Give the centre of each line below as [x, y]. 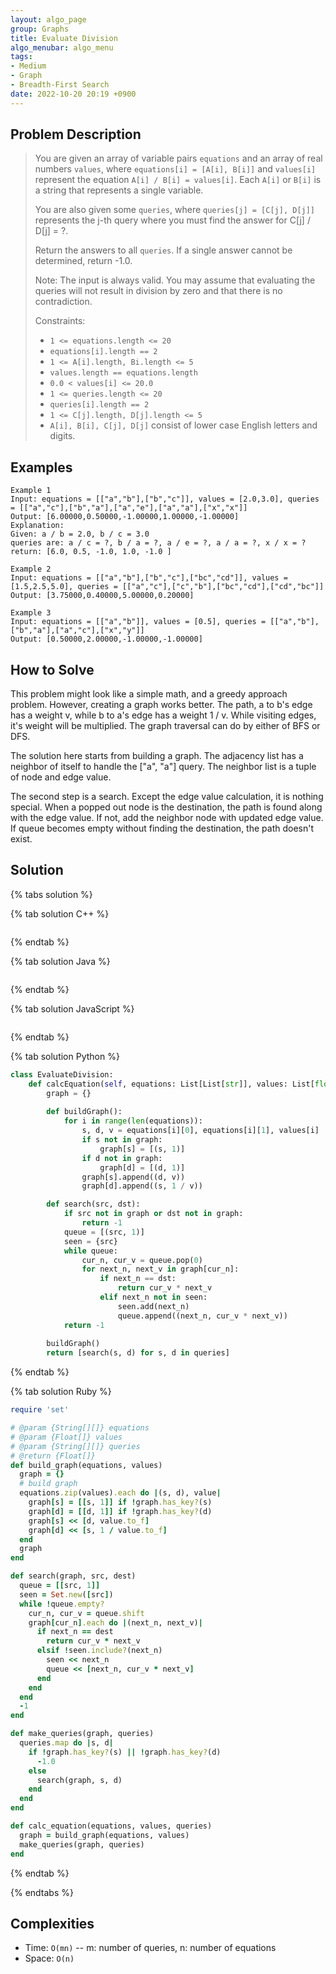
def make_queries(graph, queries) [82, 1734]
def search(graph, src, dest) [73, 1576]
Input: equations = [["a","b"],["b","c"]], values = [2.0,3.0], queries [165, 499]
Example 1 [31, 491]
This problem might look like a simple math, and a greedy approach [149, 694]
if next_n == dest [75, 1632]
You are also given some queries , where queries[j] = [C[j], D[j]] [175, 210]
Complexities [52, 1923]
